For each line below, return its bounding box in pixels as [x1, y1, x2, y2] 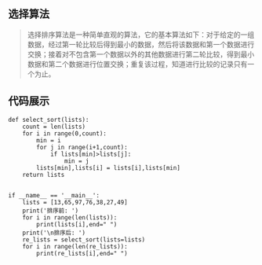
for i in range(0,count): [22, 129, 107, 138]
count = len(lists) [22, 123, 86, 131]
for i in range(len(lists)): [22, 213, 118, 222]
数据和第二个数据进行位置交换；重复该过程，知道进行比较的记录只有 [27, 59, 248, 68]
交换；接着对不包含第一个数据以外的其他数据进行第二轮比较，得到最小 [27, 50, 255, 59]
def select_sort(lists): [8, 116, 89, 123]
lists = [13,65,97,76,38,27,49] [22, 198, 128, 206]
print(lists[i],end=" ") [36, 220, 118, 228]
